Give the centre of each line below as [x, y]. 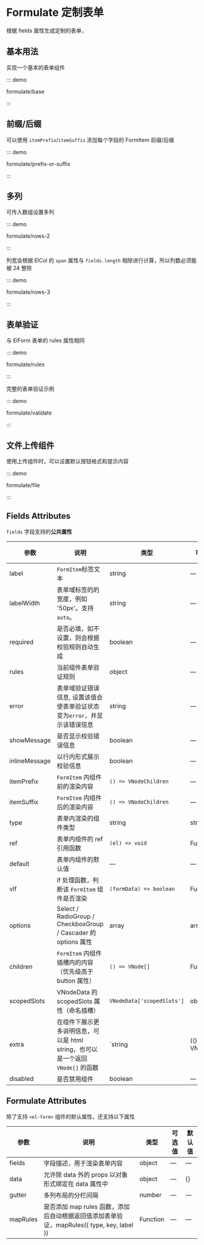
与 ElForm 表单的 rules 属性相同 [46, 341]
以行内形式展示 [78, 757]
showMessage [30, 740]
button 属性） [76, 980]
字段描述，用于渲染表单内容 [83, 1163]
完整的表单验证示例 [30, 389]
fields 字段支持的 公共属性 [39, 532]
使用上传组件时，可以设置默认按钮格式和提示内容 [67, 461]
